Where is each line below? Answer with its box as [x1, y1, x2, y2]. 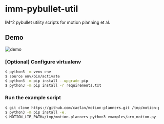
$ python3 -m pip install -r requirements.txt [5, 83, 102, 88]
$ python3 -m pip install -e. [5, 110, 67, 115]
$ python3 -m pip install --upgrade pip [5, 78, 89, 83]
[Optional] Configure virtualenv [5, 58, 82, 65]
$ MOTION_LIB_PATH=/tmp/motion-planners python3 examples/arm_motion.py [5, 114, 156, 119]
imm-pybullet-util [5, 3, 78, 15]
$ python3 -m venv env [5, 69, 51, 75]
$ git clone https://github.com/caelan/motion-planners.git [5, 105, 130, 110]
